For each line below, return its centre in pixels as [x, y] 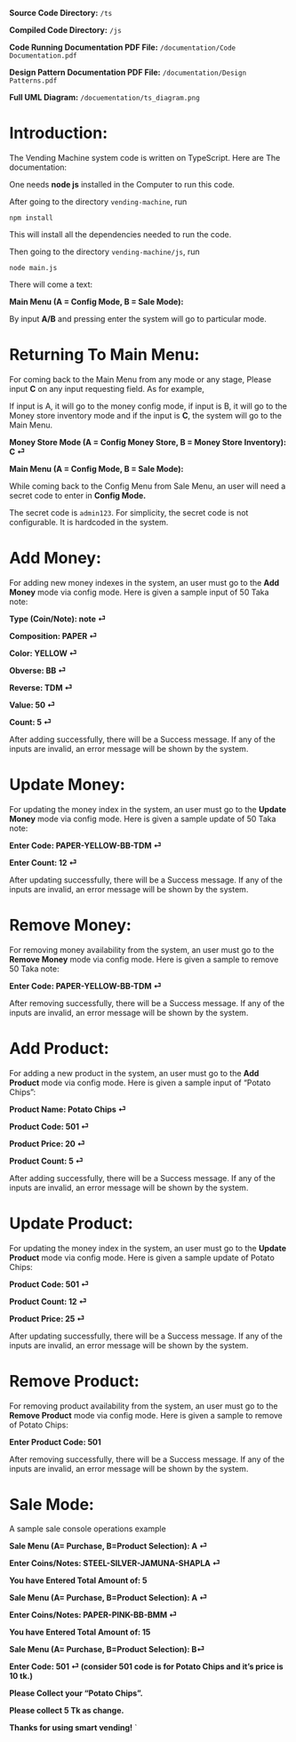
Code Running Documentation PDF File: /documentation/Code [123, 47]
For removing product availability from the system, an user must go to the [144, 1406]
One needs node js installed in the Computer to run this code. [122, 184]
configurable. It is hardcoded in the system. [89, 522]
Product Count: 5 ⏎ [46, 1161]
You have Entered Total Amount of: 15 [80, 1632]
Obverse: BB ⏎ [38, 670]
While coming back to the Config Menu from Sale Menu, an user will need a [148, 486]
